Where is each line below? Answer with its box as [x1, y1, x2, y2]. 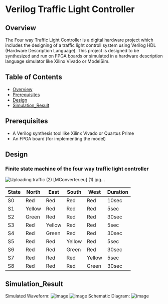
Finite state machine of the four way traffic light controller [5, 165, 149, 172]
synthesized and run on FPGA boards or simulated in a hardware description [5, 53, 163, 59]
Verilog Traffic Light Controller [5, 4, 135, 15]
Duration [107, 189, 129, 196]
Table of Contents [5, 73, 63, 82]
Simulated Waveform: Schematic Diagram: [5, 293, 130, 299]
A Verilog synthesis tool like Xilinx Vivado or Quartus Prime [12, 130, 134, 136]
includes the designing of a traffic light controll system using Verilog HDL [5, 42, 156, 48]
